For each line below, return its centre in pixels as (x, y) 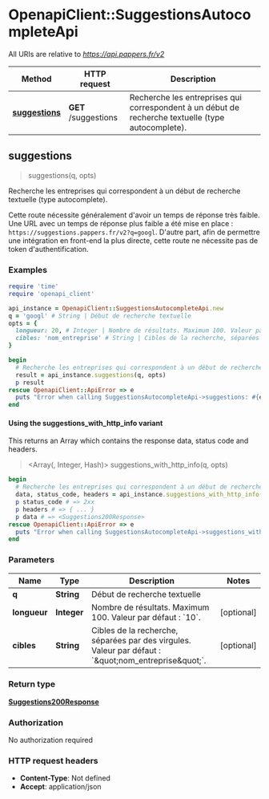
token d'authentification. (48, 249)
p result (30, 383)
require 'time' (34, 286)
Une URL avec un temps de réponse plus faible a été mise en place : (121, 223)
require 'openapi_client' (51, 294)
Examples (28, 270)
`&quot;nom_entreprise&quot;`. (149, 660)
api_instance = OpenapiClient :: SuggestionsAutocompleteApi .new (116, 308)
